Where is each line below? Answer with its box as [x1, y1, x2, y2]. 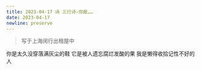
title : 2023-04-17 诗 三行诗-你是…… [6, 8, 93, 15]
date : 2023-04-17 [6, 14, 50, 21]
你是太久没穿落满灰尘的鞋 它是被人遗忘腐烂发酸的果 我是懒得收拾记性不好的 [6, 50, 195, 57]
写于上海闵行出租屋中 [21, 37, 74, 45]
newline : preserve [6, 20, 53, 26]
